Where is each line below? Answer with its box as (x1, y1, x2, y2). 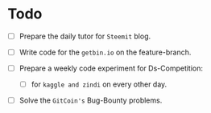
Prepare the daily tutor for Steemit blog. (19, 31, 151, 41)
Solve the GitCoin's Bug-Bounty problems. (19, 95, 163, 105)
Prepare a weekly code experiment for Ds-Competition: (19, 63, 203, 73)
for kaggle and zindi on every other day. (31, 79, 168, 89)
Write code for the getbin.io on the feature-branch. (19, 47, 192, 57)
